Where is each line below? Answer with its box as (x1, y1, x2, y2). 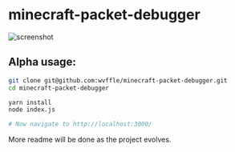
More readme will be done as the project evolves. (8, 134, 172, 145)
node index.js (8, 106, 56, 114)
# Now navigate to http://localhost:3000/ (8, 120, 152, 129)
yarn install (8, 98, 52, 106)
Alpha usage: (8, 55, 76, 69)
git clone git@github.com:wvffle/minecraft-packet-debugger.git (8, 76, 228, 85)
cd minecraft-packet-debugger (8, 84, 110, 92)
